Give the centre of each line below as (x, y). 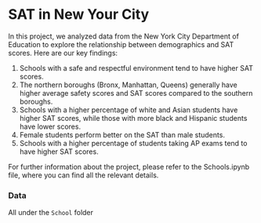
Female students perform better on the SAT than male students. (122, 134)
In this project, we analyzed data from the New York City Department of (123, 36)
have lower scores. (50, 126)
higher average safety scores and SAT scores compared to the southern (136, 93)
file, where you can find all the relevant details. (83, 175)
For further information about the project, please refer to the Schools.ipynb (129, 166)
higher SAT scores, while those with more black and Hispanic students (133, 118)
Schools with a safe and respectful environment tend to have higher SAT (136, 68)
